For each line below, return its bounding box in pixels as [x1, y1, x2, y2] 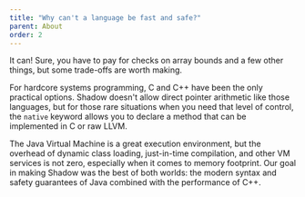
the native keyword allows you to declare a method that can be [9, 111, 247, 123]
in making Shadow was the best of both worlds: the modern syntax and [9, 167, 278, 178]
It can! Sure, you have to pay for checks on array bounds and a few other [9, 55, 284, 66]
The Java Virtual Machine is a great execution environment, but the [9, 138, 261, 150]
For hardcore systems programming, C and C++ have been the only [9, 83, 264, 94]
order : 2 [9, 30, 43, 39]
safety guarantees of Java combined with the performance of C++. [9, 177, 261, 188]
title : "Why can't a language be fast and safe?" [9, 13, 202, 23]
